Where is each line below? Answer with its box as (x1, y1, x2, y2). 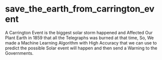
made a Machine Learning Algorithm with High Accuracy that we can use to (5, 40, 157, 45)
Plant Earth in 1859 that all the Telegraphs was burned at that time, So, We (5, 35, 154, 41)
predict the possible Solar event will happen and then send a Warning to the (5, 45, 158, 51)
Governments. (5, 50, 34, 56)
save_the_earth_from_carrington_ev (5, 3, 155, 15)
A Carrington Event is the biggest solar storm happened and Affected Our (5, 30, 153, 35)
